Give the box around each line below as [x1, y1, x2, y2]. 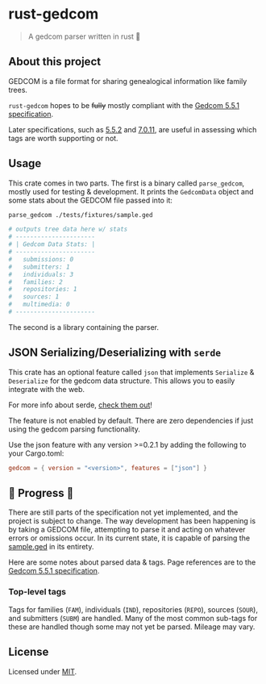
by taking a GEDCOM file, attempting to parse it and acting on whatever [8, 525, 246, 535]
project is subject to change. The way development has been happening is [8, 516, 256, 526]
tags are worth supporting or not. [8, 133, 118, 143]
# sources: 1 [8, 293, 60, 301]
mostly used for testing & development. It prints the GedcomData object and [8, 186, 254, 196]
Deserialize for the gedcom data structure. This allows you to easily [8, 376, 235, 386]
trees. [8, 85, 28, 94]
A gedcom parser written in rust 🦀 [27, 31, 141, 41]
